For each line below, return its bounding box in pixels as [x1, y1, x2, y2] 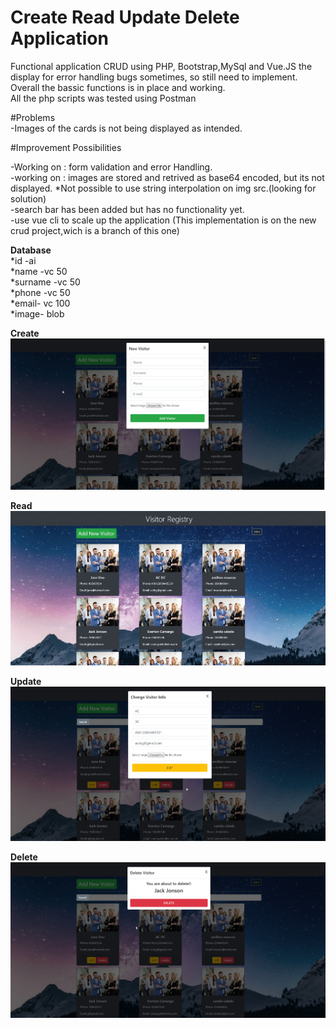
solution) [10, 192, 47, 205]
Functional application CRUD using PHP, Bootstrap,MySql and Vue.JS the [10, 60, 313, 72]
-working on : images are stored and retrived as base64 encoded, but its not [10, 171, 325, 183]
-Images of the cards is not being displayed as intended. [10, 122, 243, 134]
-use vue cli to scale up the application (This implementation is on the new [10, 214, 317, 226]
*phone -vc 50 [10, 286, 71, 298]
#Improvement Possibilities [10, 141, 122, 153]
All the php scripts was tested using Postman [10, 92, 197, 104]
